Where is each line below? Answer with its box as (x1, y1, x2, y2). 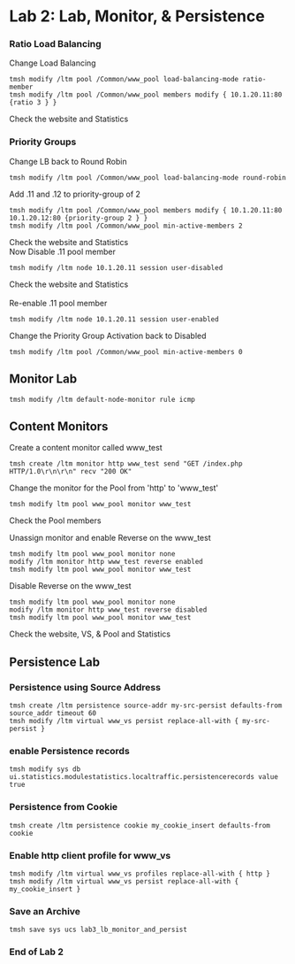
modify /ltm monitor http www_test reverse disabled (9, 605, 208, 614)
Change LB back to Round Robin (9, 156, 127, 166)
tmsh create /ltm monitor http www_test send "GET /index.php (9, 459, 243, 468)
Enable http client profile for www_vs (9, 849, 171, 861)
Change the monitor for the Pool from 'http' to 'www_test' (9, 482, 219, 493)
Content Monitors (9, 419, 109, 434)
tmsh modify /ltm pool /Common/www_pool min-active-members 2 (9, 221, 243, 230)
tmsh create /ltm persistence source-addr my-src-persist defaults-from (9, 701, 283, 710)
